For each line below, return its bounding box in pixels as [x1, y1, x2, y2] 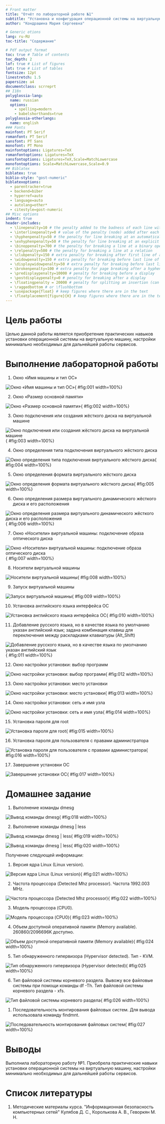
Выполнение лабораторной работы [5, 359, 159, 370]
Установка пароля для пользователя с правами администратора [12, 737, 149, 743]
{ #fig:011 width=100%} [5, 652, 53, 658]
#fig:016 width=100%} [5, 752, 51, 758]
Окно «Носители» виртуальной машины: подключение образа [12, 530, 144, 536]
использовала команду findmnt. [12, 1012, 80, 1018]
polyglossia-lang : [5, 93, 43, 98]
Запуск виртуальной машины [12, 584, 75, 589]
